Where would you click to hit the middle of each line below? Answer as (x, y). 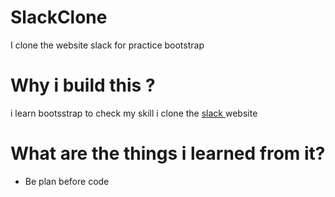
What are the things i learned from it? (168, 153)
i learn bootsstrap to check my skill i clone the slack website (134, 113)
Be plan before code (67, 181)
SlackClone (59, 17)
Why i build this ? (83, 85)
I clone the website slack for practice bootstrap (107, 45)
